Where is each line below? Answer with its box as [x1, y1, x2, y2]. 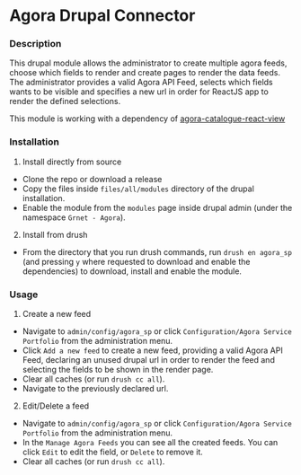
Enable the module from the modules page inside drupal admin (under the [22, 202, 293, 213]
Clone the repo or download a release [22, 173, 163, 184]
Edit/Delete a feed [22, 400, 90, 411]
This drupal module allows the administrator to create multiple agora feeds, [9, 57, 288, 68]
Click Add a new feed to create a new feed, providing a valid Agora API [22, 345, 283, 356]
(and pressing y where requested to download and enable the [22, 256, 251, 267]
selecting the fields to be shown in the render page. [22, 365, 214, 375]
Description [9, 38, 62, 50]
